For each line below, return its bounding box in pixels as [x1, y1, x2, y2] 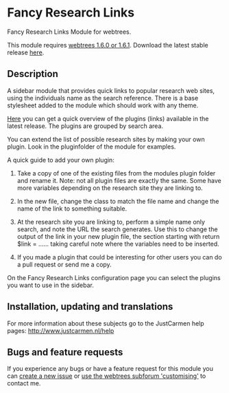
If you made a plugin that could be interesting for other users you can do [16, 253, 222, 261]
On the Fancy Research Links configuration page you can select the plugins [7, 273, 221, 282]
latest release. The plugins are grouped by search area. [7, 122, 163, 130]
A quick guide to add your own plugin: [7, 156, 114, 164]
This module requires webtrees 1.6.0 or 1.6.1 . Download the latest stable [7, 41, 208, 49]
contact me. [7, 379, 41, 387]
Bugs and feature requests [7, 346, 123, 358]
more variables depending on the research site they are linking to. [16, 184, 204, 192]
